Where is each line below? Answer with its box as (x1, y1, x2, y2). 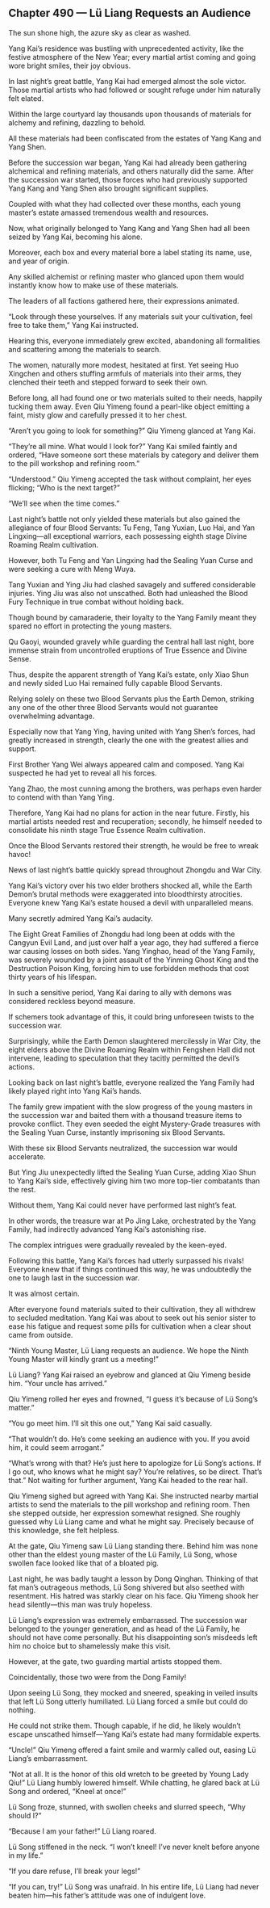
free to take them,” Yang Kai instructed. (8, 320, 139, 330)
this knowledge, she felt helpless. (8, 1525, 119, 1535)
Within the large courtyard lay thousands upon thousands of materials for (8, 109, 252, 119)
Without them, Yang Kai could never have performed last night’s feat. (8, 1200, 238, 1210)
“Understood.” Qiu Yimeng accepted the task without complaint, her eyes (8, 474, 251, 484)
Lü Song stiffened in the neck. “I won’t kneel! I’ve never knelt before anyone (8, 1842, 260, 1851)
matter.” (8, 1402, 35, 1412)
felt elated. (8, 93, 44, 103)
